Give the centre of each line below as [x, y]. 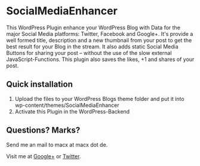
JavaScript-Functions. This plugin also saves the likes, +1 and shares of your [100, 59]
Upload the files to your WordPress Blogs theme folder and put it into [99, 99]
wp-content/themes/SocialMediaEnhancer [67, 105]
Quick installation [40, 84]
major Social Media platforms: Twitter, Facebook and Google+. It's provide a [100, 33]
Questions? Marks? [43, 130]
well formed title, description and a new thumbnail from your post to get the [99, 40]
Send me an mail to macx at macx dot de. [57, 145]
